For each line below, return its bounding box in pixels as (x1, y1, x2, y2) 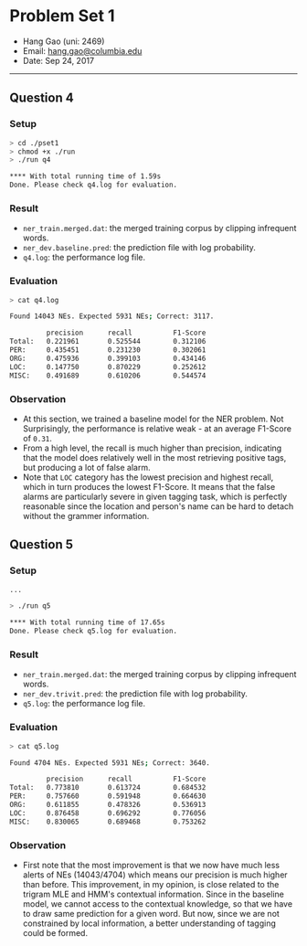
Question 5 (9, 537, 74, 553)
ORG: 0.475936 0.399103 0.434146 (9, 354, 206, 363)
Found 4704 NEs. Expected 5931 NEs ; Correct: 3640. (9, 758, 210, 768)
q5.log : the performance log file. (22, 698, 146, 709)
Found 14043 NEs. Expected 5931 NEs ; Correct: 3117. (9, 312, 215, 321)
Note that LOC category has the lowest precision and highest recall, (22, 472, 274, 483)
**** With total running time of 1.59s (9, 172, 162, 181)
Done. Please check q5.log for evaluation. (9, 627, 178, 636)
